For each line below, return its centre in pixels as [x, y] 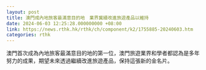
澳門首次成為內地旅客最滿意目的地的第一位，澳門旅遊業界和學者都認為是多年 [103, 53]
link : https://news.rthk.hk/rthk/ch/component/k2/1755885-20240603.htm [100, 29]
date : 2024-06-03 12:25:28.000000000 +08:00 [64, 23]
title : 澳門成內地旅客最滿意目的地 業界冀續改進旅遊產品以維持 [78, 18]
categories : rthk [29, 35]
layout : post [23, 12]
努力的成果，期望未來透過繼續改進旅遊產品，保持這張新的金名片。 [90, 61]
